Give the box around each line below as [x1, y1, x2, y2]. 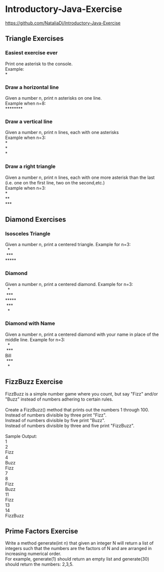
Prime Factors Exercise [5, 527, 79, 535]
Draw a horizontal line [5, 84, 59, 91]
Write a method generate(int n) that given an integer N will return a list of [5, 540, 154, 546]
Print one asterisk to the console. [5, 61, 73, 67]
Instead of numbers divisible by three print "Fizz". [5, 412, 107, 418]
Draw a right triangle [5, 163, 56, 170]
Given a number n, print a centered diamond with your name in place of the [5, 331, 159, 337]
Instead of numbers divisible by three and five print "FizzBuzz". [5, 423, 135, 429]
